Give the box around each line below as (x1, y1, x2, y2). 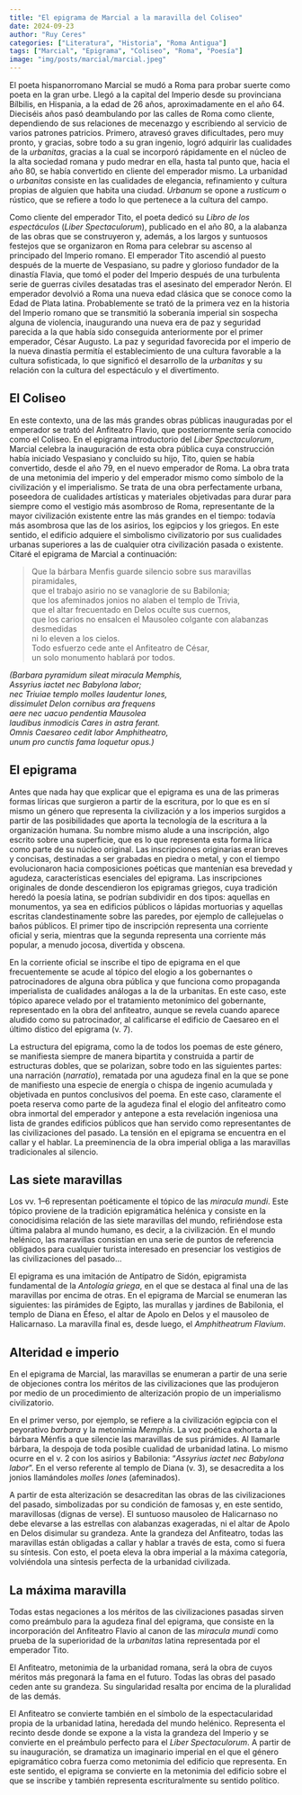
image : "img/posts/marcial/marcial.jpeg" (9, 55, 167, 64)
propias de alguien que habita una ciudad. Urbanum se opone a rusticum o (9, 185, 287, 195)
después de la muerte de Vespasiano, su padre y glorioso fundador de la (9, 260, 280, 270)
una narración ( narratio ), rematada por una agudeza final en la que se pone (9, 1070, 289, 1081)
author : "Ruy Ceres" (9, 30, 87, 39)
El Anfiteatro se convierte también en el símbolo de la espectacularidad (9, 1709, 273, 1719)
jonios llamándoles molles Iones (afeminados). (9, 1472, 181, 1483)
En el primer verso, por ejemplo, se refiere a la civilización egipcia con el (9, 1414, 278, 1426)
